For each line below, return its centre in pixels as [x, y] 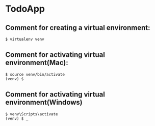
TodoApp [25, 9]
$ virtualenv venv [25, 39]
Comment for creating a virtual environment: [78, 28]
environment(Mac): [37, 63]
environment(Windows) [44, 102]
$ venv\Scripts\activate [32, 114]
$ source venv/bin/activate [35, 74]
